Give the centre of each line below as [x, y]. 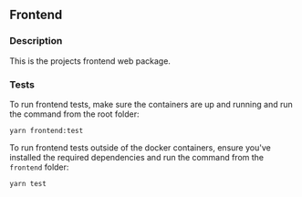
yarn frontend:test [47, 130]
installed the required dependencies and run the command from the [137, 157]
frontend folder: [39, 167]
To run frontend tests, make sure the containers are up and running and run [151, 104]
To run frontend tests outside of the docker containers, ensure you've [140, 147]
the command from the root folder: [74, 114]
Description [36, 41]
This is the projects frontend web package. [90, 61]
